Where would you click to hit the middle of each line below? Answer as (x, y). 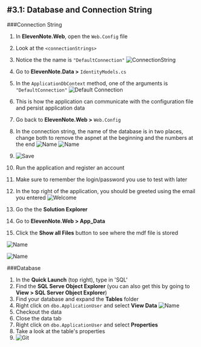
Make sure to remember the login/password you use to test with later (101, 179)
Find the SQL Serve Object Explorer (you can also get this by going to (103, 286)
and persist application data (50, 108)
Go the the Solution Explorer (52, 209)
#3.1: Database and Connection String (80, 10)
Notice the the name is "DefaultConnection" (70, 59)
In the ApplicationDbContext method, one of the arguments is (92, 83)
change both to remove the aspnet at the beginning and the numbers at (104, 137)
